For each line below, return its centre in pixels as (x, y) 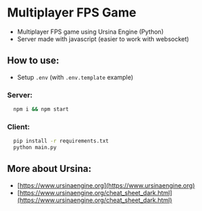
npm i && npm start (41, 109)
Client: (19, 126)
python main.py (35, 148)
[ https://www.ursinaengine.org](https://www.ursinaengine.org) (106, 185)
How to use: (33, 61)
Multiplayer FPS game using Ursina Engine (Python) (90, 32)
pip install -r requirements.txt (61, 141)
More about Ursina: (49, 169)
